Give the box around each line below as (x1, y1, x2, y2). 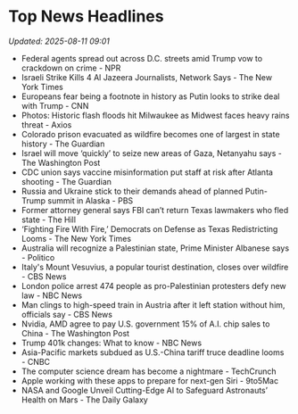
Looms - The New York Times (21, 233, 131, 244)
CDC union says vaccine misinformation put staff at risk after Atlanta (21, 167, 274, 178)
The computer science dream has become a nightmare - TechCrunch (21, 366, 277, 377)
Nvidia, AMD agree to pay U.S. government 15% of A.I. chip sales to (21, 319, 270, 329)
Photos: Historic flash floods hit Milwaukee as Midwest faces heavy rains (21, 110, 290, 120)
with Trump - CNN (21, 100, 89, 111)
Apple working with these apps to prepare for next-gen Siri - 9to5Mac (21, 375, 278, 385)
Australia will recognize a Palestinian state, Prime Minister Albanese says (21, 243, 290, 253)
